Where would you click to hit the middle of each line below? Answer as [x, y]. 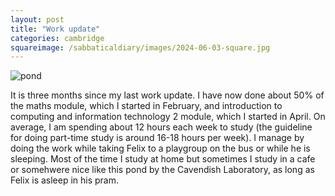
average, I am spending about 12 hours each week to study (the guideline [161, 127]
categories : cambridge [57, 38]
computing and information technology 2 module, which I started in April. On [168, 117]
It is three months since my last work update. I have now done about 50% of [167, 95]
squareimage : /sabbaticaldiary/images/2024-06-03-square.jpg [140, 47]
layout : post [37, 19]
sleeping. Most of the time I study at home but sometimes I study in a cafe [163, 159]
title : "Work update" [55, 29]
